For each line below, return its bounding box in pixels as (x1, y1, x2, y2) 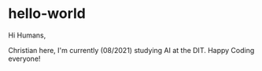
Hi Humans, (8, 30, 46, 40)
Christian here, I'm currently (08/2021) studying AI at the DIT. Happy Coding (8, 45, 255, 55)
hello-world (8, 5, 87, 23)
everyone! (8, 54, 41, 63)
